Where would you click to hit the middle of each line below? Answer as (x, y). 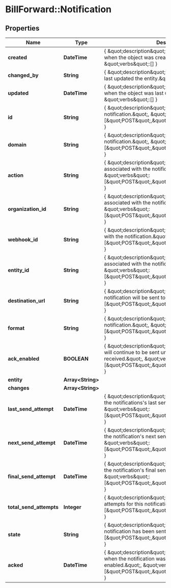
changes (19, 388)
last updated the (123, 78)
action (16, 175)
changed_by (23, 75)
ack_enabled (24, 359)
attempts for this (124, 504)
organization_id (27, 209)
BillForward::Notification (59, 9)
